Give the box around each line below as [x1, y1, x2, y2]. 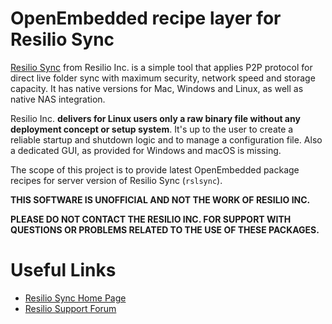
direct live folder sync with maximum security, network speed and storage [10, 72, 316, 84]
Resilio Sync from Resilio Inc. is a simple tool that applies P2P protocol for [10, 61, 313, 73]
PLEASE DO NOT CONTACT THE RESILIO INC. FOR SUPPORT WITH [10, 213, 292, 225]
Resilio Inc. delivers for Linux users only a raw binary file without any [10, 112, 301, 124]
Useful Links [10, 259, 117, 282]
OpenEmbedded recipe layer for [10, 7, 282, 30]
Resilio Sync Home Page [24, 292, 127, 304]
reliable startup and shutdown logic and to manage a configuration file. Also [10, 133, 323, 146]
